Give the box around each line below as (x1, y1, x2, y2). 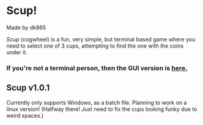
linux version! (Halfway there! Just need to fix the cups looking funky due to (6, 105, 197, 113)
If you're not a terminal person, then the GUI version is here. (6, 63, 188, 72)
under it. (6, 48, 28, 55)
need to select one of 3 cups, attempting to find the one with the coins (6, 42, 184, 49)
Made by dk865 (6, 24, 46, 31)
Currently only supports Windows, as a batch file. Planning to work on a (6, 99, 187, 106)
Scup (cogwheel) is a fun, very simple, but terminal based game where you (6, 35, 196, 43)
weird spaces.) (6, 112, 44, 119)
